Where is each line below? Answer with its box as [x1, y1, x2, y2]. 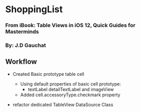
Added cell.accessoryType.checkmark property [20, 92, 121, 98]
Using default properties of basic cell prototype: [20, 80, 121, 87]
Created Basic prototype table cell [12, 71, 84, 77]
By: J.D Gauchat [5, 42, 46, 49]
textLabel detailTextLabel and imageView [27, 86, 114, 92]
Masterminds [5, 28, 39, 35]
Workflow [5, 58, 37, 66]
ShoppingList [5, 4, 63, 15]
